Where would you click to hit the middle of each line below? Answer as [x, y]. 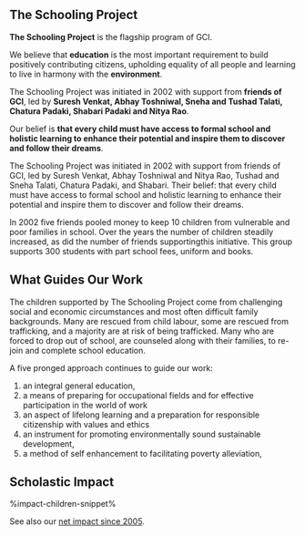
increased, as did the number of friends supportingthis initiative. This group [151, 242]
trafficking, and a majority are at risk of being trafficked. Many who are [142, 331]
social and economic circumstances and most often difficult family [134, 311]
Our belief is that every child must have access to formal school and [140, 129]
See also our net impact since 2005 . [77, 521]
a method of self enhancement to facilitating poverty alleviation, [142, 453]
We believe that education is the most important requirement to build [139, 55]
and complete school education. [85, 350]
